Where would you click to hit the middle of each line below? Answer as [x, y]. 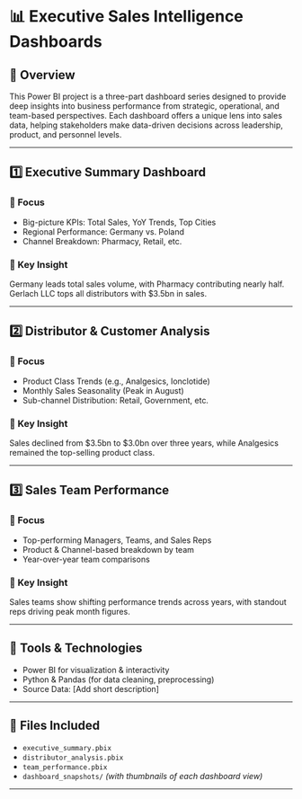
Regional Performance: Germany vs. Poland [103, 231]
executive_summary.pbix [67, 748]
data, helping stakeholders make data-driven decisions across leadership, [146, 125]
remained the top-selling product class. [82, 452]
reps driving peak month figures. [70, 611]
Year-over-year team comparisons [86, 559]
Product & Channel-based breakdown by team [108, 549]
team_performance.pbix [65, 767]
